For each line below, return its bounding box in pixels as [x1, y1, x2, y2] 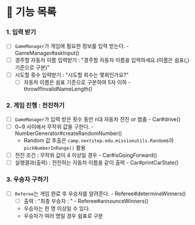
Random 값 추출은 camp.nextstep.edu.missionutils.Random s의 [23, 137, 174, 144]
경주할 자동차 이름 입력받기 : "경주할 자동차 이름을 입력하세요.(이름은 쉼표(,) [14, 56, 190, 63]
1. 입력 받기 [6, 28, 36, 36]
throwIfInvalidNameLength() [23, 85, 93, 92]
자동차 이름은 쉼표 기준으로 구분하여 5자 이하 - [23, 78, 131, 86]
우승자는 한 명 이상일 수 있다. [23, 205, 90, 212]
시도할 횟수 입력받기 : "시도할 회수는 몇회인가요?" [14, 71, 129, 78]
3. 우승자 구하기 [6, 175, 49, 184]
